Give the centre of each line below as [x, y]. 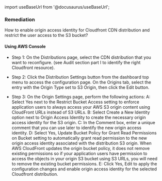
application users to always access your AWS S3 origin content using [81, 107]
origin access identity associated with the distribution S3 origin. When [81, 143]
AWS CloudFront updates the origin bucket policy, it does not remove [81, 148]
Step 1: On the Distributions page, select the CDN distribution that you [81, 57]
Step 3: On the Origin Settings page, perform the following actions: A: [81, 97]
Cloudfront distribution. [35, 174]
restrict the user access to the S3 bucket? [46, 35]
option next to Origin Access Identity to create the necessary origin [79, 117]
